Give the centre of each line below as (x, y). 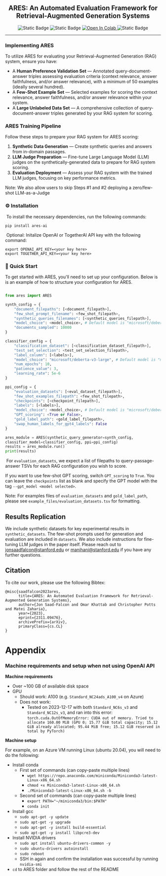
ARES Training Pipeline (33, 126)
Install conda (25, 765)
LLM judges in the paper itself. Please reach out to (70, 544)
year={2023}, (32, 613)
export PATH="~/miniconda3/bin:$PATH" (67, 801)
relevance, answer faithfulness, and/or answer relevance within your (82, 97)
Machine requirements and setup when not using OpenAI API (80, 666)
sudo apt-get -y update (44, 817)
